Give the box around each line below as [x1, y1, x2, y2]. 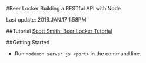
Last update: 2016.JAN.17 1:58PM [6, 16, 87, 23]
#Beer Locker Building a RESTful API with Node [6, 5, 121, 12]
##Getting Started [6, 39, 50, 45]
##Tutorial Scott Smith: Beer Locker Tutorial [6, 27, 112, 34]
